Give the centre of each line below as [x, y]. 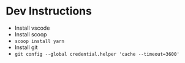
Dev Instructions [49, 11]
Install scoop [31, 34]
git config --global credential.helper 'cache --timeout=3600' [97, 54]
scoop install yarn [40, 41]
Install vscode [32, 28]
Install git [26, 47]
